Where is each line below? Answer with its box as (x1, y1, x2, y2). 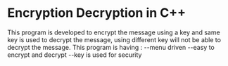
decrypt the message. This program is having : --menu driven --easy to (7, 43, 215, 51)
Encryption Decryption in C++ (7, 5, 186, 21)
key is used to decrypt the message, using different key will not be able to (7, 35, 222, 44)
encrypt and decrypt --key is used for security (7, 51, 142, 59)
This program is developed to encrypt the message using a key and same (7, 28, 220, 37)
